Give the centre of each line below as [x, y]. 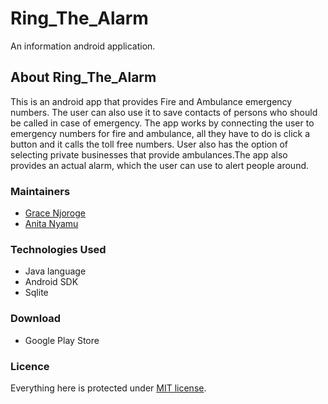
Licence [30, 366]
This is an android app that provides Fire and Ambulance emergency [151, 101]
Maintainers [40, 191]
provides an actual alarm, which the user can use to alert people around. [160, 165]
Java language [55, 271]
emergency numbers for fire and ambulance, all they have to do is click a [160, 133]
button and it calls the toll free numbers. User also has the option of [149, 144]
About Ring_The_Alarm [83, 77]
